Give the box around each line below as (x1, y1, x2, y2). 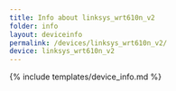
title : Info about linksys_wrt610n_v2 (9, 13, 155, 23)
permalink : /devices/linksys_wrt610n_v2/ (9, 38, 168, 48)
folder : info (9, 22, 59, 31)
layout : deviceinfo (9, 30, 83, 39)
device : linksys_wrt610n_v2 (9, 47, 116, 56)
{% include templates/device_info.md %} (9, 71, 162, 82)
